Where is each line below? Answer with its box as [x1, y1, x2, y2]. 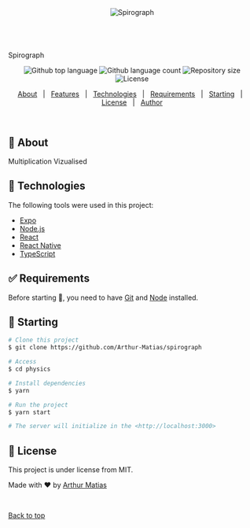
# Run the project [8, 401, 68, 408]
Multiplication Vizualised [8, 157, 88, 166]
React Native [19, 240, 61, 250]
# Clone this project [8, 336, 79, 345]
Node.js [19, 223, 46, 233]
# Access [8, 358, 37, 366]
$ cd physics [8, 365, 51, 373]
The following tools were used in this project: [8, 200, 154, 209]
